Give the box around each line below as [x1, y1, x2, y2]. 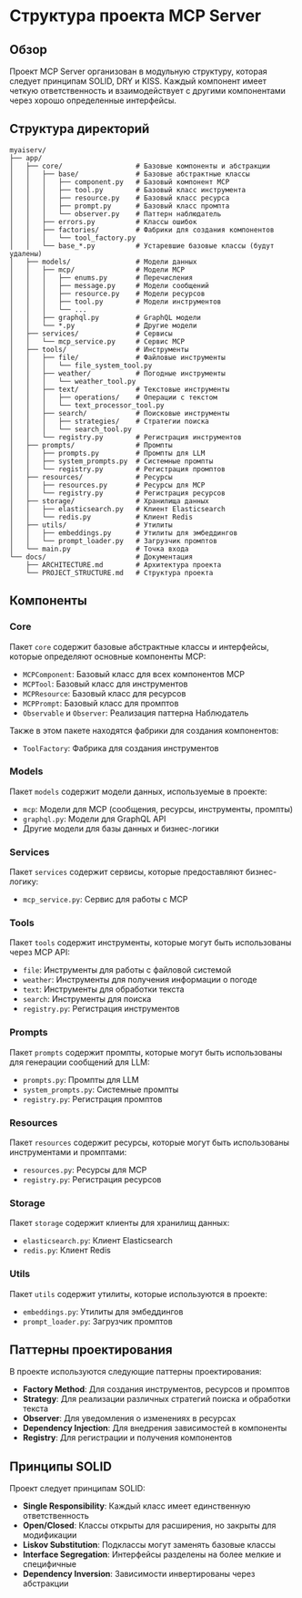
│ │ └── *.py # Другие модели [9, 321, 197, 330]
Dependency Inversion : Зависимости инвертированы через [22, 1569, 256, 1580]
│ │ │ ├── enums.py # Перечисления [9, 273, 194, 283]
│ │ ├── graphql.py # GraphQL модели [9, 313, 202, 322]
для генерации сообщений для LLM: [9, 1057, 150, 1067]
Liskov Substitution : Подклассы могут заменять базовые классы [22, 1540, 276, 1551]
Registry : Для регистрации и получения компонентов [22, 1432, 233, 1443]
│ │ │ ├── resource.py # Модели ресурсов [9, 289, 206, 298]
